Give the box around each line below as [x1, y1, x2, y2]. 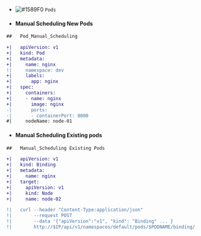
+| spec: [6, 84, 34, 90]
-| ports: [6, 107, 48, 113]
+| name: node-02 [6, 196, 62, 202]
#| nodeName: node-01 [6, 118, 72, 125]
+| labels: [6, 73, 45, 79]
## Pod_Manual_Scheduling [6, 34, 78, 40]
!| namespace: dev [6, 67, 64, 73]
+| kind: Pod [6, 50, 45, 56]
